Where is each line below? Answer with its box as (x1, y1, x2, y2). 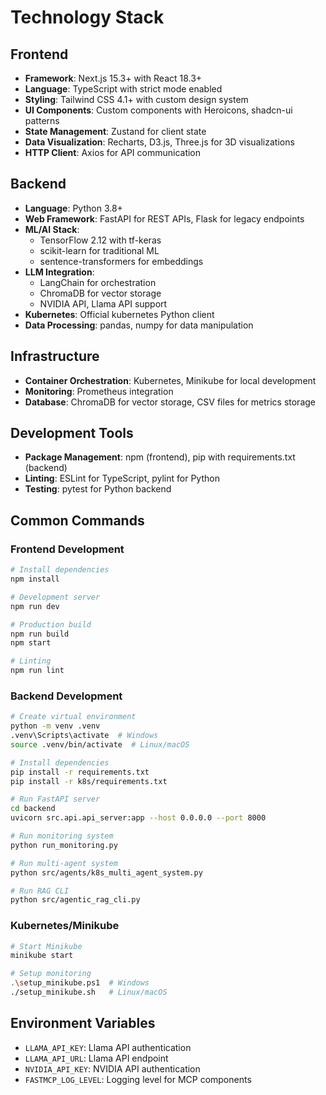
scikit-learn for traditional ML (39, 244, 160, 256)
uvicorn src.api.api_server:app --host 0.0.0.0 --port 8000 (10, 813, 267, 823)
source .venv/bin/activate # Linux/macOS (10, 739, 190, 750)
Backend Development (10, 689, 123, 703)
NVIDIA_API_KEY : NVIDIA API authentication (24, 1062, 201, 1075)
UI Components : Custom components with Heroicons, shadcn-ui (24, 104, 293, 116)
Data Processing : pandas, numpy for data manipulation (24, 319, 254, 331)
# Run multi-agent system (10, 858, 118, 868)
